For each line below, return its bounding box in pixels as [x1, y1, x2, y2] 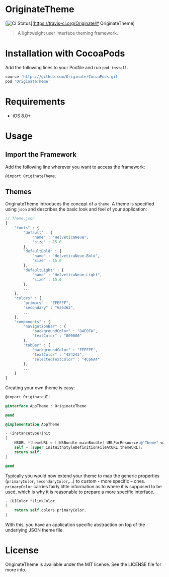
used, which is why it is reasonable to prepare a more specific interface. [5, 489, 155, 495]
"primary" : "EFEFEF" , [23, 300, 71, 305]
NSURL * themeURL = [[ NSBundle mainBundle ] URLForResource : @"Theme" [14, 440, 158, 445]
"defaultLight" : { [23, 268, 64, 273]
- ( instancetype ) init [5, 431, 51, 436]
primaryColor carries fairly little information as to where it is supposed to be [5, 483, 162, 489]
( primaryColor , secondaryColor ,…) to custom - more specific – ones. [5, 478, 146, 484]
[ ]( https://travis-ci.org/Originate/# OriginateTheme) [5, 20, 135, 26]
